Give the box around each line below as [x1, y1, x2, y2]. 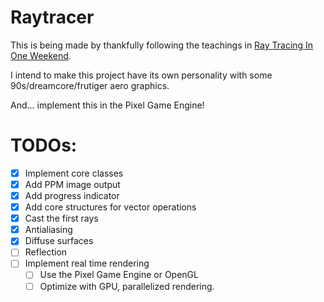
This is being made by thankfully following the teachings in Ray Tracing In [10, 39, 314, 51]
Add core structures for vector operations [24, 201, 197, 213]
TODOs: [10, 134, 78, 157]
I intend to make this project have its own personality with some [10, 69, 273, 81]
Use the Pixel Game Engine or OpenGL [39, 269, 199, 281]
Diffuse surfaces [24, 235, 94, 247]
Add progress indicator [24, 190, 120, 201]
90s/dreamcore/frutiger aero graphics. [10, 79, 170, 91]
